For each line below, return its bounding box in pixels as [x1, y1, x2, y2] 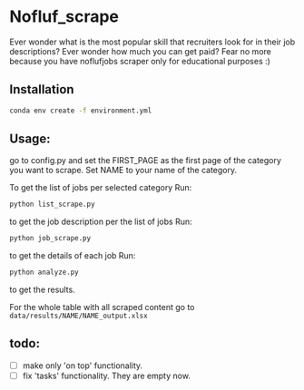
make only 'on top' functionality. [22, 360, 143, 371]
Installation [9, 82, 74, 97]
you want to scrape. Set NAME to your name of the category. [9, 165, 238, 176]
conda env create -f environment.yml [9, 106, 152, 115]
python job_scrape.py [9, 234, 92, 243]
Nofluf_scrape [9, 6, 120, 27]
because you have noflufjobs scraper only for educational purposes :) [9, 55, 270, 66]
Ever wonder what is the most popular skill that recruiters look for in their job [9, 36, 296, 47]
